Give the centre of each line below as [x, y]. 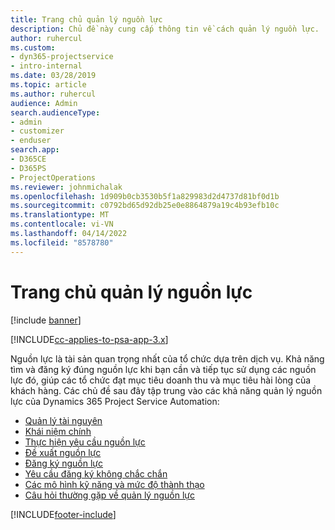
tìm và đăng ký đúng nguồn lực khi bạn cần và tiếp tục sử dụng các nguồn [163, 369]
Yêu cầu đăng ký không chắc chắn [96, 473]
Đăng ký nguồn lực [64, 463]
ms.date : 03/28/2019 [53, 76]
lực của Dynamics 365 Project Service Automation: [115, 401]
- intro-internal [46, 66]
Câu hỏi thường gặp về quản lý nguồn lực [109, 495]
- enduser [31, 141]
